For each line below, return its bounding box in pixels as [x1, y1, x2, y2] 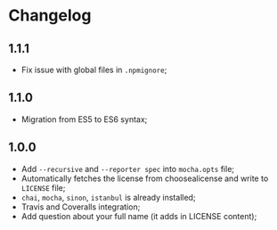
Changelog [8, 5, 92, 26]
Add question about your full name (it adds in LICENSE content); [20, 210, 257, 221]
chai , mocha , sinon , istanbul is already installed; [20, 192, 197, 202]
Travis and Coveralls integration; [20, 201, 141, 212]
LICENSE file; [20, 182, 66, 193]
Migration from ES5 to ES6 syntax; [20, 113, 148, 125]
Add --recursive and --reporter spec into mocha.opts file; [20, 163, 235, 174]
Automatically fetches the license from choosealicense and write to [20, 173, 269, 184]
